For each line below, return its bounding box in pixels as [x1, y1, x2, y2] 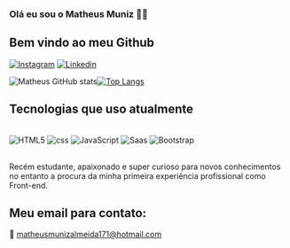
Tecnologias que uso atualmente [9, 102, 193, 117]
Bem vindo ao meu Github [9, 35, 155, 50]
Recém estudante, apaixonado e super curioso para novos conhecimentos [9, 161, 281, 172]
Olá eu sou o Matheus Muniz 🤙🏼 [9, 8, 149, 20]
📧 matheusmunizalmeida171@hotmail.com [9, 229, 162, 240]
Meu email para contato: [9, 205, 147, 221]
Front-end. [9, 180, 49, 190]
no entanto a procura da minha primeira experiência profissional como [9, 170, 266, 181]
